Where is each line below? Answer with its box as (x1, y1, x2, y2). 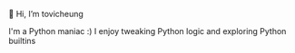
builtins (8, 36, 36, 46)
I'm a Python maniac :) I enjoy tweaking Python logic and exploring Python (8, 26, 287, 36)
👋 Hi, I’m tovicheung (8, 9, 84, 19)
